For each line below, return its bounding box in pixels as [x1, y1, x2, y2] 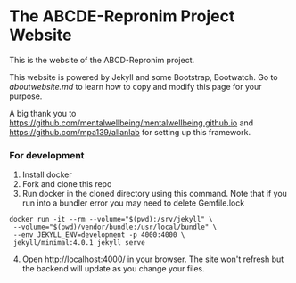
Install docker [21, 169, 73, 180]
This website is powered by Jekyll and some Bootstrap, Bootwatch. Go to [9, 71, 278, 82]
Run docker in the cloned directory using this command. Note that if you [21, 189, 288, 199]
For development [9, 149, 85, 161]
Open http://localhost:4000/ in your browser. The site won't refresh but [21, 254, 284, 264]
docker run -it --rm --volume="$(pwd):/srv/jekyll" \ [9, 215, 214, 224]
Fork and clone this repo [21, 179, 112, 190]
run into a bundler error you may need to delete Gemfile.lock [21, 198, 245, 208]
